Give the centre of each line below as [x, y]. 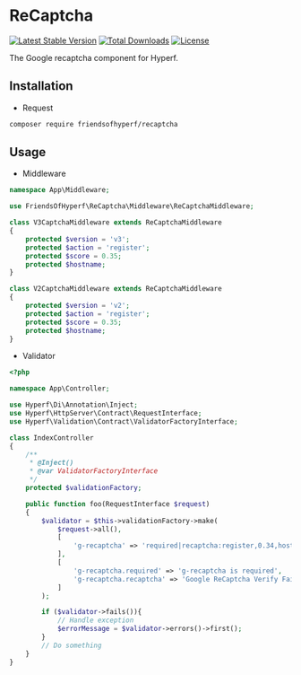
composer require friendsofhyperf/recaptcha [94, 124]
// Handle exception [95, 620]
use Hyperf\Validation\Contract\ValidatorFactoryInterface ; [124, 421]
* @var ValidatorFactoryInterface [94, 471]
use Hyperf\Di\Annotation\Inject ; [74, 405]
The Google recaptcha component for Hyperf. [94, 57]
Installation [41, 86]
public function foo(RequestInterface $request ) [118, 504]
